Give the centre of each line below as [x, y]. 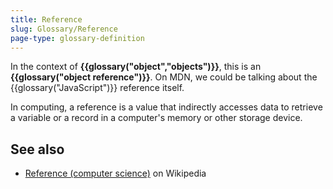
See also [37, 149]
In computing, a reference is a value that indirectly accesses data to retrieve [166, 107]
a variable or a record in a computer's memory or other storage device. [156, 118]
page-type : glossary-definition [77, 38]
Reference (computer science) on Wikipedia [115, 173]
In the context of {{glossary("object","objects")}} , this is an [136, 67]
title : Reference [46, 19]
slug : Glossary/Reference [64, 29]
